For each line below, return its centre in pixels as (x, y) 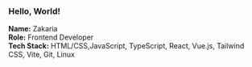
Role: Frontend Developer (51, 37)
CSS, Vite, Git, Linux (41, 55)
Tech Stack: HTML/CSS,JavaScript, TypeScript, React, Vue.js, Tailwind (126, 46)
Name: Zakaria (33, 29)
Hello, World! (35, 11)
